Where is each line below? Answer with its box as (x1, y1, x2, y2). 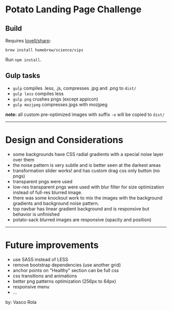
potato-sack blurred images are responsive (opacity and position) (12, 217, 152, 223)
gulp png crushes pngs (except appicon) (12, 96, 99, 102)
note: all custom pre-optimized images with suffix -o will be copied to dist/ (5, 111, 165, 118)
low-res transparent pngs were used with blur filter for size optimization (12, 184, 164, 190)
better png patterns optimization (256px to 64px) (12, 278, 116, 284)
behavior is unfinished (12, 211, 60, 217)
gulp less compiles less (12, 90, 64, 96)
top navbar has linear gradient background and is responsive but (12, 205, 149, 211)
